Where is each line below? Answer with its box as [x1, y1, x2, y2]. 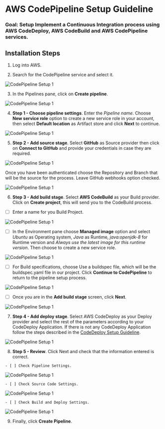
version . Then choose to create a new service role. [12, 245, 116, 251]
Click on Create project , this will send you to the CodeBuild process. [12, 199, 153, 205]
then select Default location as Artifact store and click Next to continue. [12, 121, 160, 126]
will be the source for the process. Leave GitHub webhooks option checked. [5, 175, 160, 181]
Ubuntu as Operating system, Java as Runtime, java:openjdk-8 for [12, 234, 148, 240]
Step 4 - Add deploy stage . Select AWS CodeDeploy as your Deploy [12, 313, 152, 319]
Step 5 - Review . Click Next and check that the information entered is [12, 349, 155, 355]
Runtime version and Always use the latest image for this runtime [12, 240, 146, 245]
